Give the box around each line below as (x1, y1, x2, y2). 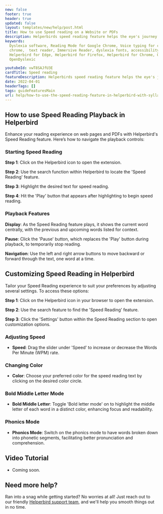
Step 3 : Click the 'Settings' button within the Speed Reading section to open (5, 316, 157, 322)
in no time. (5, 504, 26, 510)
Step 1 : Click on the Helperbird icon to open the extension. (5, 160, 122, 165)
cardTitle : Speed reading (5, 70, 57, 75)
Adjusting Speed (5, 334, 45, 340)
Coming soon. (12, 467, 40, 473)
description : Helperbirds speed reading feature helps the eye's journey (5, 35, 158, 39)
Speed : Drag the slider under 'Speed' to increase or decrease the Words (12, 344, 157, 350)
